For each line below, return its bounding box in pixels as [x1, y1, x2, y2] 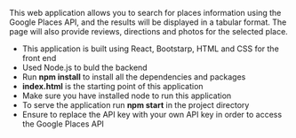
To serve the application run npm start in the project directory [21, 100, 250, 110]
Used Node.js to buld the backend [21, 62, 148, 73]
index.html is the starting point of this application [21, 81, 204, 91]
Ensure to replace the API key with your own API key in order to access [21, 110, 283, 119]
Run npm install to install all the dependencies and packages [21, 72, 246, 82]
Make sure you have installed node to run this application [21, 90, 232, 101]
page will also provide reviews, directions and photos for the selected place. [9, 27, 289, 36]
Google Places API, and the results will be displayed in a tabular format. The [9, 17, 287, 27]
